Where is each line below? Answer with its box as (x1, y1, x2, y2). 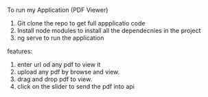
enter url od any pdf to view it (16, 61, 101, 68)
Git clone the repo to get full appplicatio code (16, 19, 146, 27)
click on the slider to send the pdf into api (16, 83, 135, 90)
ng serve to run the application (16, 34, 104, 42)
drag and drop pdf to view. (16, 75, 93, 83)
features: (7, 47, 33, 55)
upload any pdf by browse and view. (16, 68, 120, 76)
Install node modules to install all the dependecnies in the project (16, 27, 201, 34)
